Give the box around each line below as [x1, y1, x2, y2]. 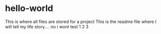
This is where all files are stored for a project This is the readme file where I [5, 19, 157, 24]
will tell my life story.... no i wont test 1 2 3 [5, 23, 89, 29]
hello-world [5, 3, 54, 14]
